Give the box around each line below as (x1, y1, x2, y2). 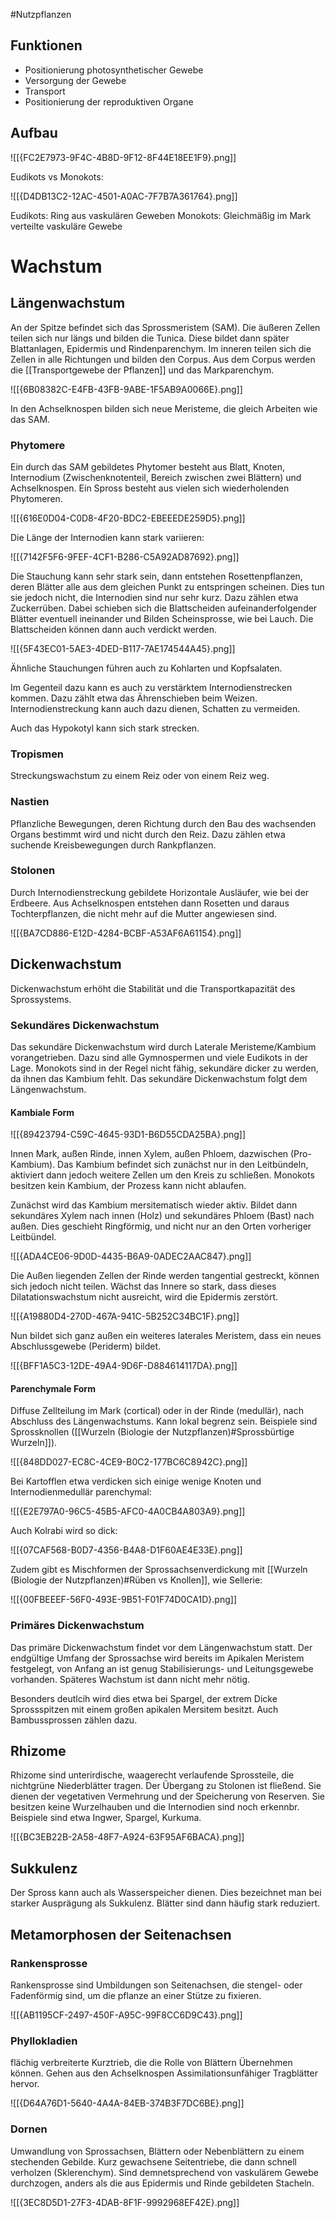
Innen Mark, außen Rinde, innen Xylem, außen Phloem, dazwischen (10, 1148, 289, 1160)
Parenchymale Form (10, 1382, 96, 1394)
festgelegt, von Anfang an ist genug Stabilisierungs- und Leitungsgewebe (10, 1662, 314, 1674)
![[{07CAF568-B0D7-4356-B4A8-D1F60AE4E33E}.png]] (10, 1544, 243, 1556)
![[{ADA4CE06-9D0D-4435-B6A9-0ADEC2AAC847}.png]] (10, 1250, 252, 1263)
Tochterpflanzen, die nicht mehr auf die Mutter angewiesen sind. (10, 907, 278, 919)
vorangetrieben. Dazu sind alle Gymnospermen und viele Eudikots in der (10, 1051, 309, 1063)
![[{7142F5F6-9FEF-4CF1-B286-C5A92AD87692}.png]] (10, 550, 240, 563)
